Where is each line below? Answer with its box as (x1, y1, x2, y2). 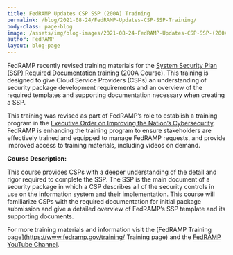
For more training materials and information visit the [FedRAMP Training (7, 226, 212, 234)
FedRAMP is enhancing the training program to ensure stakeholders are (7, 126, 212, 134)
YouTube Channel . (7, 240, 60, 248)
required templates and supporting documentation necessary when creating (7, 91, 225, 99)
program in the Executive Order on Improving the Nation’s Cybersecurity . (7, 119, 216, 127)
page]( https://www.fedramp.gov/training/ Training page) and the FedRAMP (7, 233, 221, 241)
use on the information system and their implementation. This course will (7, 190, 215, 198)
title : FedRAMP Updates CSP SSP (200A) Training (7, 10, 150, 17)
